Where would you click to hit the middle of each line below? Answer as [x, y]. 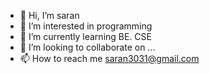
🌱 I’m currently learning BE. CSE [85, 36]
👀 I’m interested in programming [86, 26]
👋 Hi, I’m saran [49, 15]
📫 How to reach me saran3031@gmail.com [109, 58]
